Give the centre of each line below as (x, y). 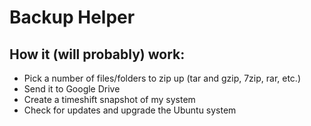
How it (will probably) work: (97, 54)
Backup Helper (72, 17)
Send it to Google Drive (72, 89)
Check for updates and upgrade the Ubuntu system (130, 110)
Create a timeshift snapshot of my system (109, 99)
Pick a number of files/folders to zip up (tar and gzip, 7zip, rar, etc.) (162, 78)
